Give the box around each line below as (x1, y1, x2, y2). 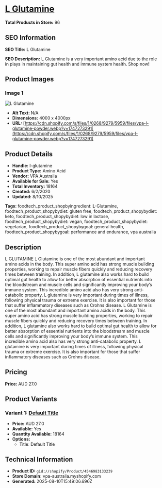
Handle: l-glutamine (12, 163, 52, 168)
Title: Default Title (19, 441, 55, 447)
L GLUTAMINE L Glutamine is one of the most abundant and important (5, 256, 145, 262)
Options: (12, 436, 31, 442)
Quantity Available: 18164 (12, 431, 65, 437)
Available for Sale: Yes (12, 178, 58, 184)
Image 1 (5, 90, 24, 97)
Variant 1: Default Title (5, 409, 59, 416)
